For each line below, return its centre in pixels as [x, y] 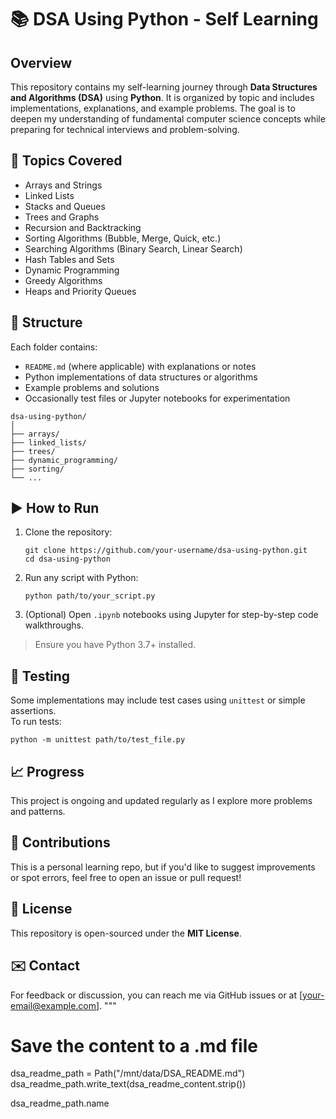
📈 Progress [47, 771]
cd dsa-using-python [67, 559]
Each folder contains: [54, 347]
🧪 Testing [40, 676]
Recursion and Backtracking [83, 227]
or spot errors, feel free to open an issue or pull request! [126, 877]
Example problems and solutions [92, 387]
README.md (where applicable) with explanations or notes [140, 366]
